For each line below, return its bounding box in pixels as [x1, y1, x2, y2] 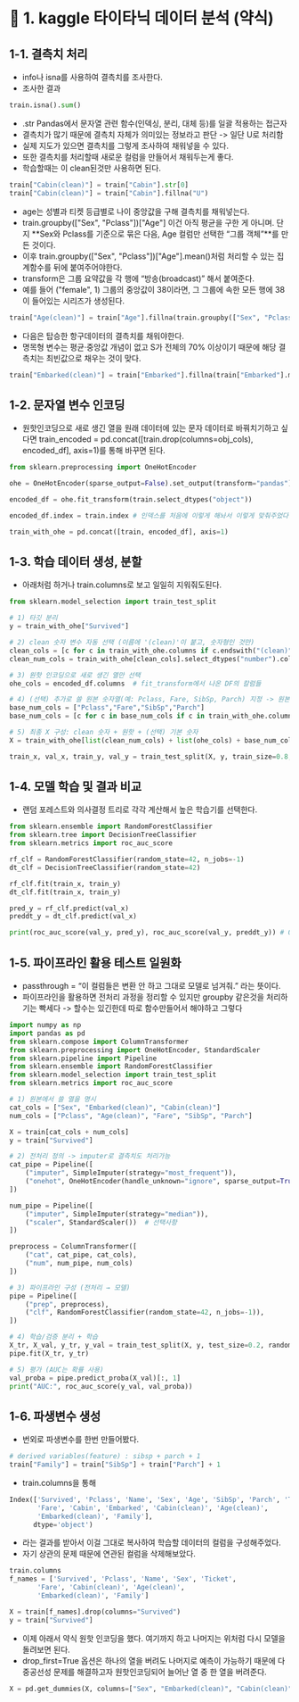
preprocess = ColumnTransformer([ [9, 1242, 138, 1251]
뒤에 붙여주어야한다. [53, 262, 123, 272]
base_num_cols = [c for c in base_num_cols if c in [9, 711, 205, 721]
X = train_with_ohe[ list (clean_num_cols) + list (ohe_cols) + [9, 735, 241, 745]
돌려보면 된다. [21, 1644, 71, 1655]
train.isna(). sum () [9, 101, 82, 110]
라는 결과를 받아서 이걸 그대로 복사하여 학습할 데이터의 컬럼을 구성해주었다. [21, 1537, 282, 1548]
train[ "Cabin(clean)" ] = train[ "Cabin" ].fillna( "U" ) [9, 188, 209, 197]
